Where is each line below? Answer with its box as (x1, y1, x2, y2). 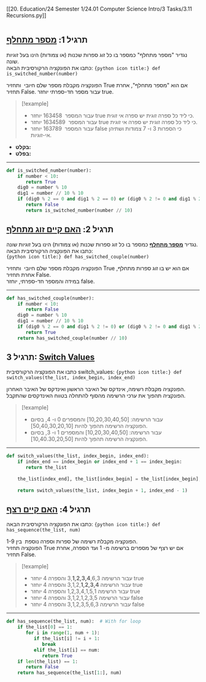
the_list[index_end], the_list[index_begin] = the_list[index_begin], (17, 476, 202, 482)
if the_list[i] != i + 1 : (33, 635, 100, 641)
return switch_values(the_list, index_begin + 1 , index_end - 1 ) (17, 487, 188, 494)
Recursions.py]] (6, 12, 47, 19)
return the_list (25, 465, 67, 471)
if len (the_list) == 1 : (17, 658, 78, 665)
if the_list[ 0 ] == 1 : (17, 624, 72, 630)
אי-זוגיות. (30, 131, 52, 139)
